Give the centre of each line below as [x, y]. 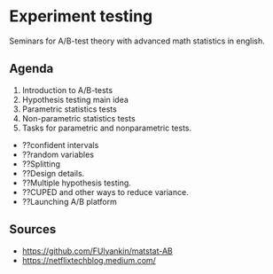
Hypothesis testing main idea [75, 99]
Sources [33, 229]
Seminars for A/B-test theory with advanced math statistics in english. [137, 41]
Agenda [31, 69]
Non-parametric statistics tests [78, 118]
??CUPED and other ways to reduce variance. [105, 192]
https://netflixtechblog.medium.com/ [89, 260]
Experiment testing [81, 16]
